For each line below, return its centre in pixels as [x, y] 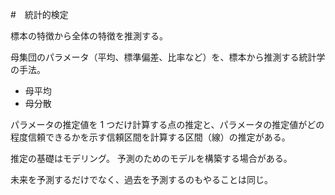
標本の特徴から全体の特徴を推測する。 [89, 36]
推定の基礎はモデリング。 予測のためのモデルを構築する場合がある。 [151, 158]
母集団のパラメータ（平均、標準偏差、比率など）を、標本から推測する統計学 [168, 57]
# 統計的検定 [39, 14]
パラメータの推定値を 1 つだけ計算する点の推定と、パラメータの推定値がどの [167, 124]
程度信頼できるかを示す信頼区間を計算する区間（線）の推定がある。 [150, 137]
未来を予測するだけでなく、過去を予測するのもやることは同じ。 [141, 179]
